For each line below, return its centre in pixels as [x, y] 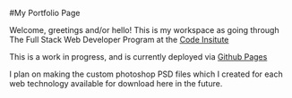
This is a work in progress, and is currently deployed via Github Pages [138, 57]
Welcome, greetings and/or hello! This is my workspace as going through [144, 30]
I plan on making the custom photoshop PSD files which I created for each [146, 74]
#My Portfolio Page [45, 13]
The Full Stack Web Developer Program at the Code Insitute [119, 40]
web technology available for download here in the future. [116, 83]
